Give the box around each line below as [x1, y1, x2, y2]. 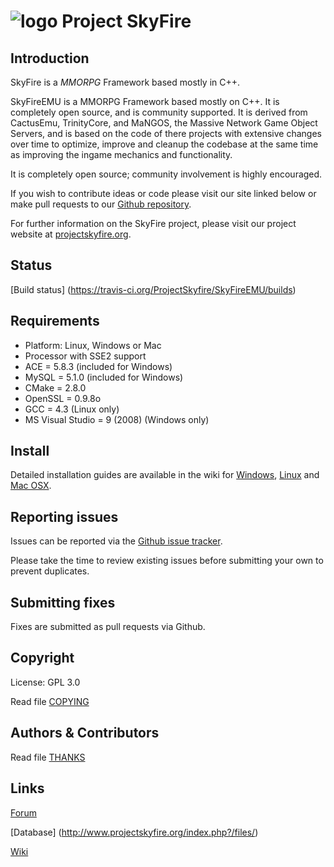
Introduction [10, 50, 90, 67]
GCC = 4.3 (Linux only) [24, 403, 120, 415]
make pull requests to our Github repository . [10, 198, 192, 210]
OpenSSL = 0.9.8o [24, 392, 102, 404]
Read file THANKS [10, 751, 86, 763]
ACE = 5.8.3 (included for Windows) [24, 360, 173, 372]
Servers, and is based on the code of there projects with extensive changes [10, 128, 322, 139]
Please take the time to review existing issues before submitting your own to [10, 555, 324, 567]
